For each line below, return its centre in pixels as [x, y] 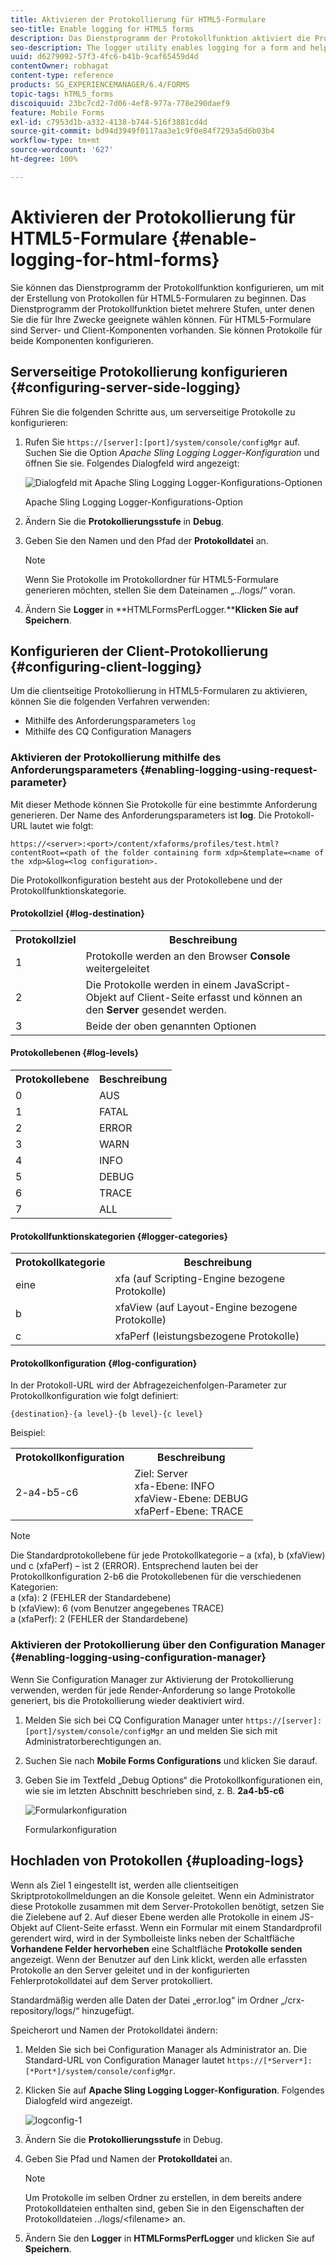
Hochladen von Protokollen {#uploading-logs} [157, 1861]
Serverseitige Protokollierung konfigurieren [149, 372]
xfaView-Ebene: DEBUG [191, 1499]
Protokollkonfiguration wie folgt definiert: [94, 1396]
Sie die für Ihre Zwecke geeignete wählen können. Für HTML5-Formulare [161, 319]
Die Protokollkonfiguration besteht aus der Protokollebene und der [146, 880]
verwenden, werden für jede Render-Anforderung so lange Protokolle [153, 1690]
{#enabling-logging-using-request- [228, 770]
